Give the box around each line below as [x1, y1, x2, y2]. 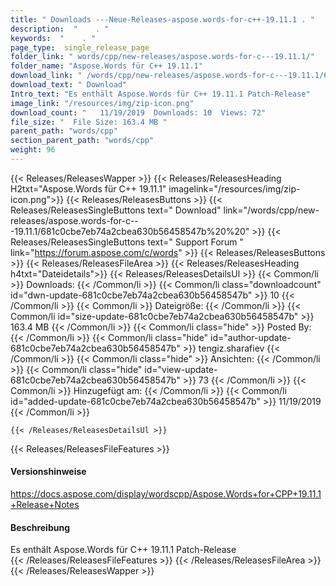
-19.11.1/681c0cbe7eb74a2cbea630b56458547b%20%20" [10, 225, 250, 237]
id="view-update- [144, 363, 218, 375]
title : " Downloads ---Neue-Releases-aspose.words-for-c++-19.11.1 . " [10, 14, 315, 25]
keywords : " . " [10, 33, 97, 43]
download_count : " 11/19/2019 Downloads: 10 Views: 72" [10, 107, 267, 118]
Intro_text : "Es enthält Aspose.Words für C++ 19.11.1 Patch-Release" [10, 89, 311, 99]
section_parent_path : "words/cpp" [10, 136, 155, 146]
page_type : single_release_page [10, 42, 150, 53]
